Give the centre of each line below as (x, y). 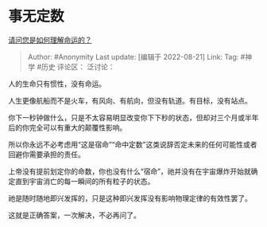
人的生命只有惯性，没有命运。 (57, 84)
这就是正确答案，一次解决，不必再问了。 (74, 215)
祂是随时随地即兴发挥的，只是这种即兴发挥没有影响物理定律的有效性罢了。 (130, 198)
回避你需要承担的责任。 (46, 154)
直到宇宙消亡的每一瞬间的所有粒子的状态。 (85, 181)
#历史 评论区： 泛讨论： (76, 67)
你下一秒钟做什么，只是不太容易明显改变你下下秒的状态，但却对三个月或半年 (133, 117)
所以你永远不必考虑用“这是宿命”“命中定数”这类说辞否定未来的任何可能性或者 (133, 144)
